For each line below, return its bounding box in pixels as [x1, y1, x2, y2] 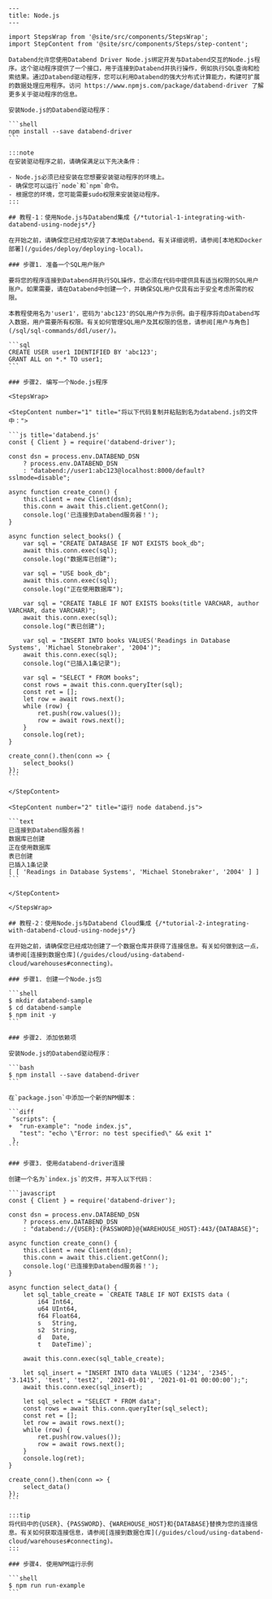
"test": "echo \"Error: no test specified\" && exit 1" [19, 1129, 213, 1138]
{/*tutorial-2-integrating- [154, 920, 250, 928]
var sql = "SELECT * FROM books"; [23, 674, 140, 682]
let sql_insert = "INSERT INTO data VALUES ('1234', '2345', [23, 1369, 234, 1377]
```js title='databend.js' [8, 431, 100, 439]
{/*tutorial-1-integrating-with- [132, 213, 246, 221]
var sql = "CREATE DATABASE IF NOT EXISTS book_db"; [23, 540, 205, 548]
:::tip [8, 1511, 31, 1519]
